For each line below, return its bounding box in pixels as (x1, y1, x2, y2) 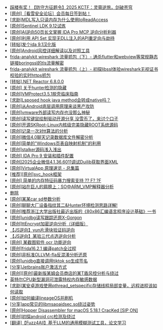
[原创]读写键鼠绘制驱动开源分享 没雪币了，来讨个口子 (9, 116, 119, 121)
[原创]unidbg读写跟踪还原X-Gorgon (9, 215, 82, 220)
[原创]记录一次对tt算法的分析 (9, 128, 68, 134)
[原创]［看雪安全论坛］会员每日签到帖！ (9, 10, 91, 16)
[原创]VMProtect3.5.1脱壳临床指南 (9, 91, 79, 96)
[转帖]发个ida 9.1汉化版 (9, 42, 56, 47)
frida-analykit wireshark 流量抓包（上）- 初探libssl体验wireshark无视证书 (9, 66, 158, 72)
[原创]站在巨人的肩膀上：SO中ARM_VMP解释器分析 (9, 184, 114, 189)
